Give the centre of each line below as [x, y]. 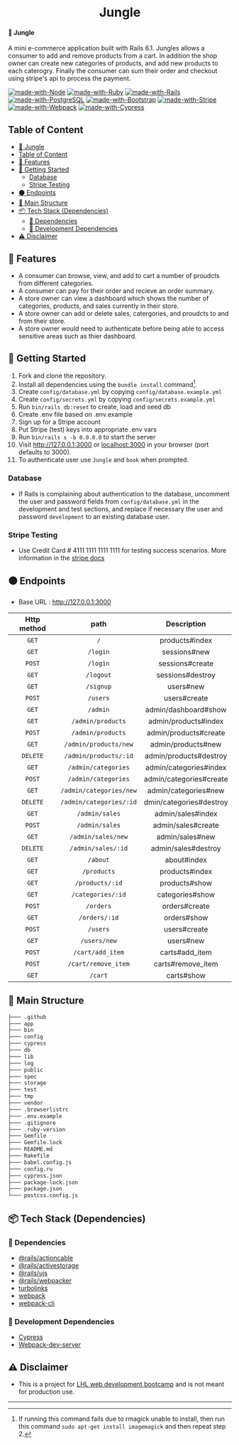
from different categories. [56, 283]
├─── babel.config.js [40, 1162]
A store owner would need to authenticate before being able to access [121, 329]
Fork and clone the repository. [62, 375]
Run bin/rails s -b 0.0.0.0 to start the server [87, 437]
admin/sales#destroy [186, 848]
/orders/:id [99, 917]
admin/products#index [186, 721]
